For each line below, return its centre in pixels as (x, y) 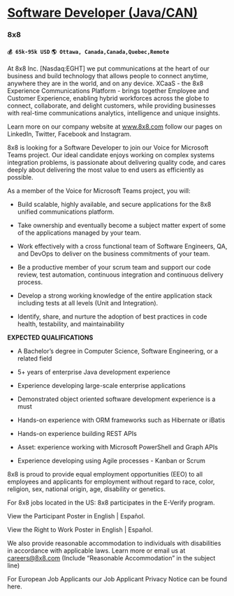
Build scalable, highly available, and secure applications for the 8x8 (114, 205)
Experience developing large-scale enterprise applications (102, 386)
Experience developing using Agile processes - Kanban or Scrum (111, 461)
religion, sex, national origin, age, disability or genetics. (87, 489)
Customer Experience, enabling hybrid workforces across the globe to (108, 99)
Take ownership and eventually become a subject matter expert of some (122, 226)
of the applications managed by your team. (79, 233)
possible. (20, 177)
